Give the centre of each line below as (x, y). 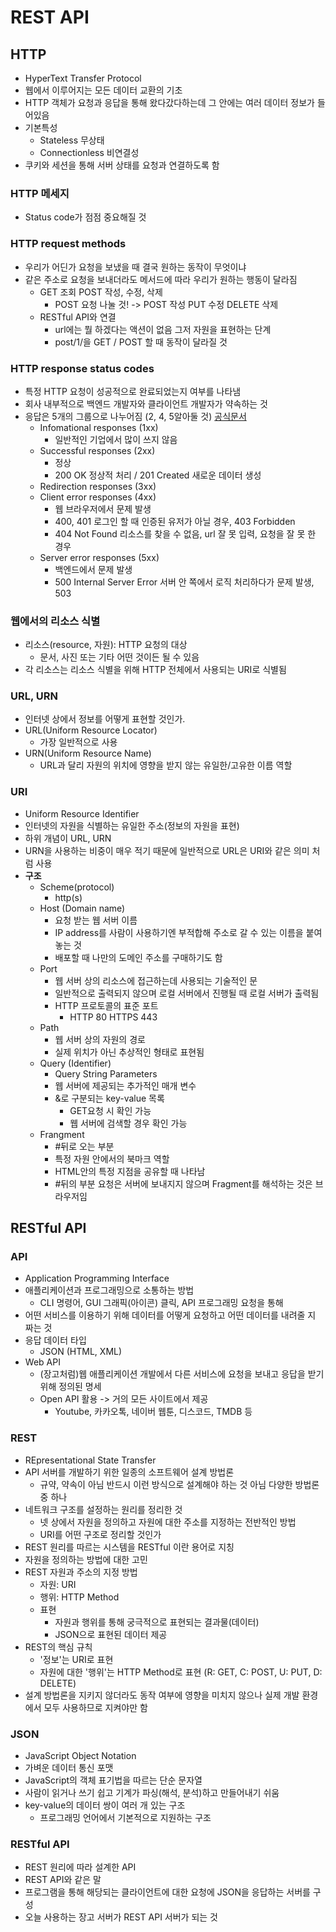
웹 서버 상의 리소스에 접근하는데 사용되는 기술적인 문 (156, 980)
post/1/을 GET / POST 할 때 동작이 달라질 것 (141, 342)
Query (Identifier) (75, 1063)
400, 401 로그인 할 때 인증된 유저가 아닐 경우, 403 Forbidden (175, 521)
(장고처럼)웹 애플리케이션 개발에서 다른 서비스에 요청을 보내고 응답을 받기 (182, 1374)
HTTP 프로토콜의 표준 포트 (106, 1005)
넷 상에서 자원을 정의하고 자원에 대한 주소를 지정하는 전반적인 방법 (168, 1522)
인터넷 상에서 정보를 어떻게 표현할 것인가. (105, 719)
